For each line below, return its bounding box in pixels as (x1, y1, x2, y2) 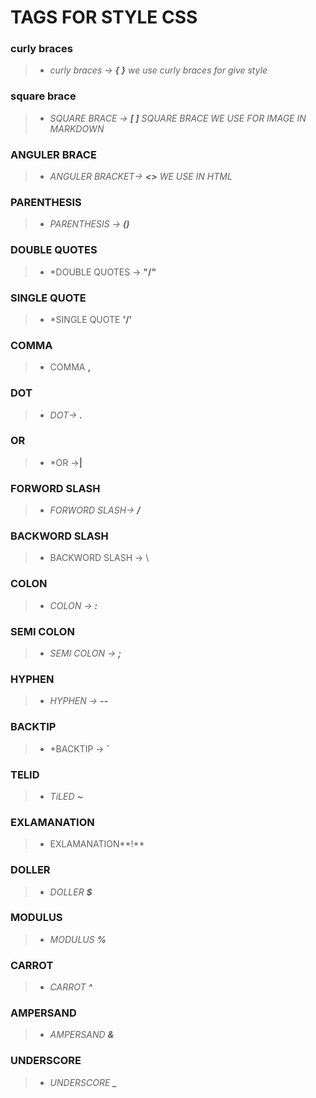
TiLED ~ (49, 790, 83, 802)
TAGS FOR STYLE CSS (10, 6, 198, 29)
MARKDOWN (49, 122, 105, 135)
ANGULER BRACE (10, 147, 97, 161)
